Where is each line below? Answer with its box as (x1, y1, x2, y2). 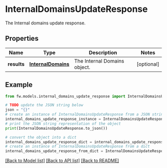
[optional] (136, 61, 160, 68)
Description (88, 49, 117, 56)
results (7, 61, 25, 68)
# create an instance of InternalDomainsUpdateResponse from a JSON (5, 112, 150, 117)
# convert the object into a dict (5, 135, 77, 140)
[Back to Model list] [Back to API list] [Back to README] (5, 158, 119, 164)
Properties (5, 34, 39, 43)
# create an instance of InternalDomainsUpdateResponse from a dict (5, 144, 150, 149)
